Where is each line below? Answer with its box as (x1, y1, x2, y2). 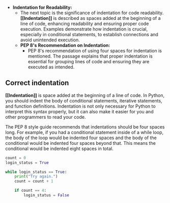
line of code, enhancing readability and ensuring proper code (20, 20, 149, 27)
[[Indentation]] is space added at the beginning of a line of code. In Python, (5, 92, 164, 98)
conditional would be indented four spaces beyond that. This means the (5, 140, 156, 146)
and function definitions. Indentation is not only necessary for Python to (5, 103, 156, 109)
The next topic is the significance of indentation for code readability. (20, 10, 164, 16)
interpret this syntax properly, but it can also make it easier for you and (5, 108, 154, 114)
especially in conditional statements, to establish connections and (20, 32, 159, 37)
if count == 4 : (14, 188, 47, 193)
